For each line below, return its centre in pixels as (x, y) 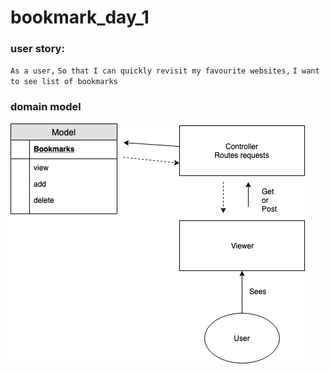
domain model (46, 107)
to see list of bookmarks (64, 82)
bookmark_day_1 (80, 17)
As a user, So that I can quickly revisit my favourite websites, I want (165, 71)
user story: (37, 49)
